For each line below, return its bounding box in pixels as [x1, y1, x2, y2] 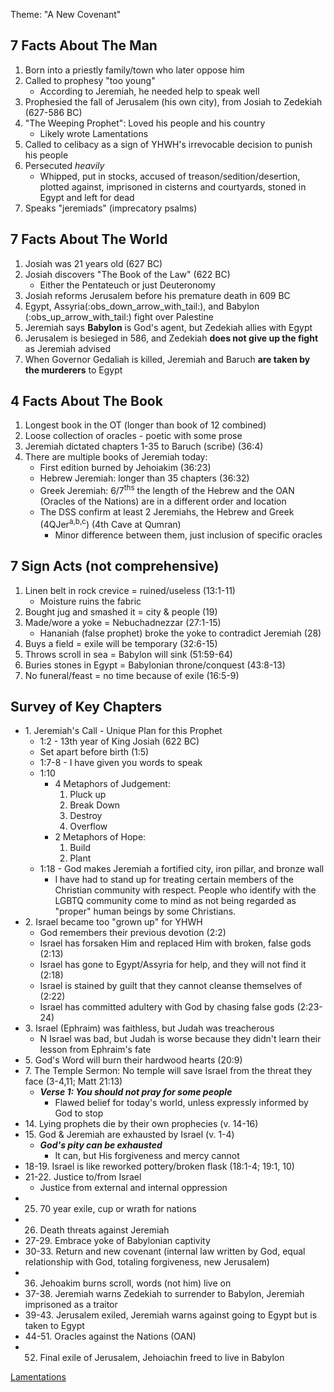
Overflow [69, 820, 108, 833]
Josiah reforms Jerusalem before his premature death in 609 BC [24, 289, 291, 301]
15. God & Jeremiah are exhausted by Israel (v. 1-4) [24, 1129, 235, 1141]
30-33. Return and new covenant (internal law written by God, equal [24, 1245, 306, 1258]
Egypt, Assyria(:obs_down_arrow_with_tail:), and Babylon [24, 300, 260, 312]
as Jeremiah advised [24, 342, 111, 354]
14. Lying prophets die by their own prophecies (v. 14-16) [24, 1118, 259, 1130]
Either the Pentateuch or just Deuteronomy [39, 279, 216, 291]
